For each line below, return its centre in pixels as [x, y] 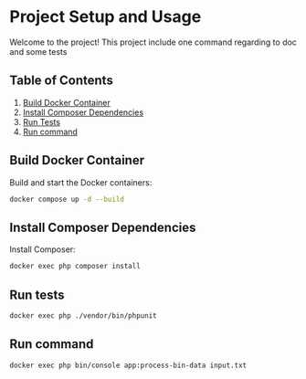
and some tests [38, 51]
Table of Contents [62, 81]
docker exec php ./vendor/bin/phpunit [83, 316]
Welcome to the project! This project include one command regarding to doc [153, 42]
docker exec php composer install [75, 267]
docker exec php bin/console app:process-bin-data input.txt [128, 365]
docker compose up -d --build [67, 199]
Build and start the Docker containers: [81, 182]
